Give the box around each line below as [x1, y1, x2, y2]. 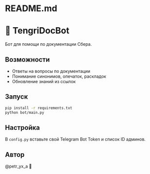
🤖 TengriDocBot [5, 25, 70, 36]
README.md [5, 3, 58, 14]
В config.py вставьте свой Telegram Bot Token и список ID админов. [5, 137, 146, 142]
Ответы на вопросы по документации [12, 68, 90, 74]
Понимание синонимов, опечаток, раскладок [12, 73, 106, 79]
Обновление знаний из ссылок [12, 78, 76, 84]
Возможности [5, 55, 50, 64]
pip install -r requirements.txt [5, 105, 73, 110]
